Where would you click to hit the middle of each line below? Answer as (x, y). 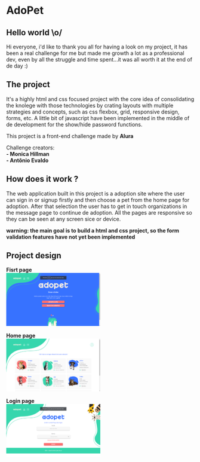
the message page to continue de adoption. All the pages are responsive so (99, 212)
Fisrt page (19, 270)
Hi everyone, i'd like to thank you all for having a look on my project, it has (97, 47)
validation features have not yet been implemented (71, 237)
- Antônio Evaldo (27, 160)
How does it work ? (42, 179)
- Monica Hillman (28, 154)
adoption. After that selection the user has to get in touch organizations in (97, 206)
